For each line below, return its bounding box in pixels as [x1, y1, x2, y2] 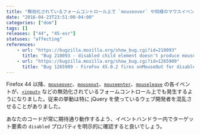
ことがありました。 [16, 103, 64, 110]
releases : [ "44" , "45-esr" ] [6, 31, 76, 37]
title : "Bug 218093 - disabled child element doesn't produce [21, 53, 180, 59]
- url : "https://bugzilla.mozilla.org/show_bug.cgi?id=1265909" [17, 58, 180, 64]
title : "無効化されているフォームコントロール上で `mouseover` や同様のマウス [6, 8, 182, 15]
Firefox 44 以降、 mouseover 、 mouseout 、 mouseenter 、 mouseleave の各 [6, 81, 175, 88]
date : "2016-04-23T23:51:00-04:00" [6, 14, 95, 20]
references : [6, 42, 36, 48]
